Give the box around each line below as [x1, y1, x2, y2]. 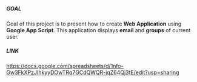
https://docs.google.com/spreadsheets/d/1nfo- [6, 62, 124, 69]
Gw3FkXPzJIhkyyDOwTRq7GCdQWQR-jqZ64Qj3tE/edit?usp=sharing [6, 69, 179, 76]
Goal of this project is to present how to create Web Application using [6, 20, 182, 27]
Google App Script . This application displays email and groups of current [6, 26, 191, 33]
